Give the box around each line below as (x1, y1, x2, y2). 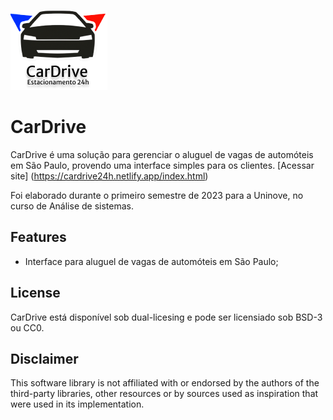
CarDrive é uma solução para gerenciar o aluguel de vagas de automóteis (10, 148, 314, 160)
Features (10, 229, 67, 246)
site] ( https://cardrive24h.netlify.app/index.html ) (10, 170, 209, 182)
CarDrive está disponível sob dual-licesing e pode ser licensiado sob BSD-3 (10, 311, 323, 323)
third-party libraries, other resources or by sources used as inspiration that (10, 388, 319, 400)
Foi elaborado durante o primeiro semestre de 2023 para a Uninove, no (10, 189, 304, 201)
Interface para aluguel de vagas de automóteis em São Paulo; (24, 255, 279, 267)
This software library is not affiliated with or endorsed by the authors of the (10, 377, 320, 389)
